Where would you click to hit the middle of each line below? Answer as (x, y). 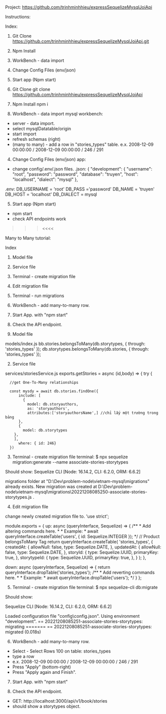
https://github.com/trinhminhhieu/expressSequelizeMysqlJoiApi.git (81, 41)
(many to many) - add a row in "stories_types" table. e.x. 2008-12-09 (83, 144)
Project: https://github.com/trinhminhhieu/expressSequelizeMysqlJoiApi (79, 7)
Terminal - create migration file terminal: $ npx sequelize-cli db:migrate (85, 587)
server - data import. (33, 123)
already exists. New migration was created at (51, 486)
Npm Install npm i (30, 104)
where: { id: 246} (37, 443)
